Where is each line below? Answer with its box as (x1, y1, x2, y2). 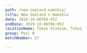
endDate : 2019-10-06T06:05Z (5, 21, 64, 27)
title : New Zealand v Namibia (5, 12, 69, 17)
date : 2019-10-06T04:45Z (5, 17, 57, 22)
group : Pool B (5, 31, 35, 36)
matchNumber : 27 (5, 36, 39, 41)
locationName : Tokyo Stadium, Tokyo (5, 26, 82, 31)
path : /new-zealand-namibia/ (5, 7, 66, 13)
